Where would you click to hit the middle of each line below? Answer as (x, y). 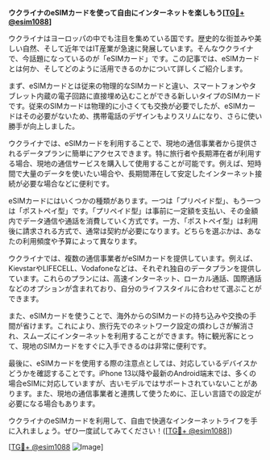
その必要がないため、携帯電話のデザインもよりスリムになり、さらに (135, 116)
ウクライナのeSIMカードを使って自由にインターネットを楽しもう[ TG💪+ (127, 13)
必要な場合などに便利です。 (68, 184)
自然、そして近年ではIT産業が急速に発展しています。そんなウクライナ (138, 48)
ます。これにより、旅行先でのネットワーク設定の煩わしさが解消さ (145, 326)
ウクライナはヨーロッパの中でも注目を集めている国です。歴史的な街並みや (132, 38)
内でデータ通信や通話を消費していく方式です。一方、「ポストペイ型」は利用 (133, 221)
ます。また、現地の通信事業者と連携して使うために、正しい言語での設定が (138, 393)
